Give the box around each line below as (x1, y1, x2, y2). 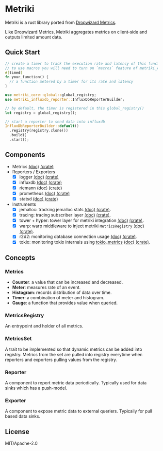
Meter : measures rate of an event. (12, 285, 81, 290)
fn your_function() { (5, 74, 49, 80)
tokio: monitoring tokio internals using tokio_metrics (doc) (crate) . (19, 239, 150, 245)
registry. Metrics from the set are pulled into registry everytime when (5, 351, 143, 357)
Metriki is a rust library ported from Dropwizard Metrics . (5, 19, 116, 25)
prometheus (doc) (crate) (19, 190, 70, 196)
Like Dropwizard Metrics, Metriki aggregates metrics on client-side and (5, 29, 147, 35)
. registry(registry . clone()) (9, 128, 68, 133)
